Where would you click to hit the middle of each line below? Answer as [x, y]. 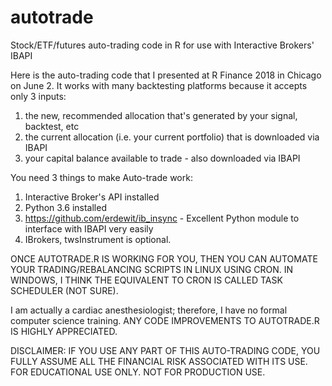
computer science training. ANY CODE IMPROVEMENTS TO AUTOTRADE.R [165, 320]
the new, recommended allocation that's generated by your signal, [161, 115]
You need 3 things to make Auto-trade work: [101, 177]
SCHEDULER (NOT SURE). [64, 290]
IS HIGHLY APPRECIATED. [64, 331]
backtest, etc [52, 126]
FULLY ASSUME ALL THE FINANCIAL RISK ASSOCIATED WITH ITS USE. [159, 361]
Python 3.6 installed [65, 207]
